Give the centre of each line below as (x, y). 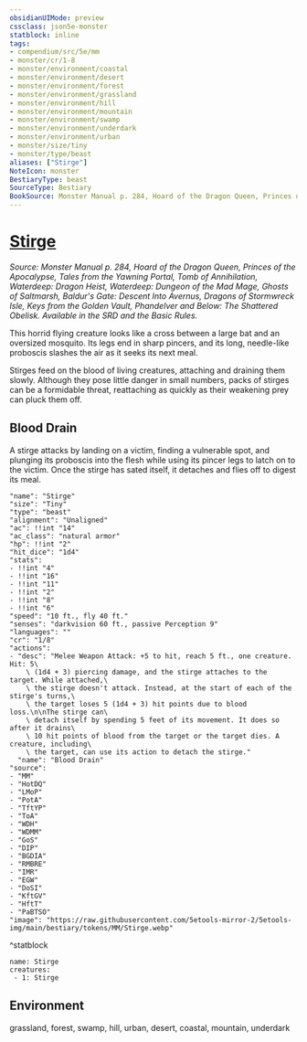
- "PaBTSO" (30, 912)
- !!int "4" (32, 568)
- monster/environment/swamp (65, 120)
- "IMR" (24, 872)
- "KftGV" (28, 896)
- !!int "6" (32, 608)
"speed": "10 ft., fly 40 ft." (69, 616)
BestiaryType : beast (49, 179)
